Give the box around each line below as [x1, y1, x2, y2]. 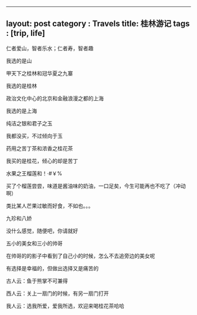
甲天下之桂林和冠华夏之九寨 [6, 69, 73, 77]
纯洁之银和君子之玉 [6, 120, 53, 127]
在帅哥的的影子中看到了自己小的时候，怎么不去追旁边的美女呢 [6, 252, 155, 259]
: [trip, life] [6, 28, 45, 38]
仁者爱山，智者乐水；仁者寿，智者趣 [6, 45, 94, 52]
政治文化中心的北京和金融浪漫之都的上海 [6, 95, 104, 102]
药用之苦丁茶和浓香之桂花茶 [6, 145, 73, 152]
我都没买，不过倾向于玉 [6, 132, 63, 139]
